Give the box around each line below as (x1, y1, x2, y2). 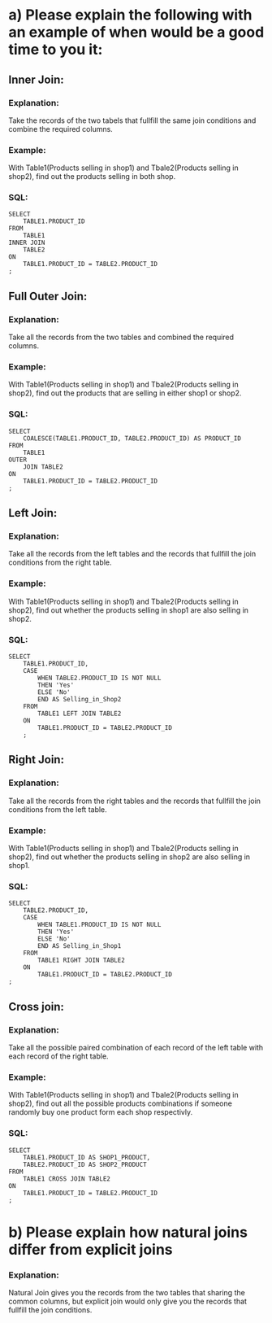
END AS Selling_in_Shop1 (37, 942, 122, 950)
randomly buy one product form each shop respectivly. (8, 1107, 193, 1117)
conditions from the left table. (8, 804, 107, 814)
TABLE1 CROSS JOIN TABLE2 (23, 1174, 111, 1183)
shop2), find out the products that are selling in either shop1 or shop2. (8, 388, 242, 398)
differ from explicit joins (8, 1240, 173, 1259)
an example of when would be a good (8, 23, 265, 41)
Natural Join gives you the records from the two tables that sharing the (8, 1288, 245, 1298)
